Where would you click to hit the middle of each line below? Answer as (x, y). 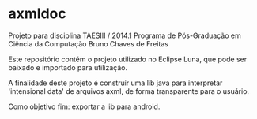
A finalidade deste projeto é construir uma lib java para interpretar (115, 83)
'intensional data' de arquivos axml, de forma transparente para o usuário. (129, 91)
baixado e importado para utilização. (68, 67)
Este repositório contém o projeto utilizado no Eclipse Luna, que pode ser (128, 59)
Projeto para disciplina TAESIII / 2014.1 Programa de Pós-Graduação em (125, 35)
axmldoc (37, 14)
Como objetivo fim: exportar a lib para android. (84, 106)
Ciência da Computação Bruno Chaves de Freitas (88, 43)
